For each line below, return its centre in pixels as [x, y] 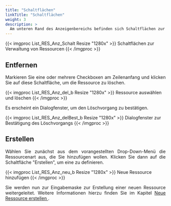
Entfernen [21, 65]
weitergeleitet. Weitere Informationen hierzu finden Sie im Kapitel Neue [85, 193]
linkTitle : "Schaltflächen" [35, 15]
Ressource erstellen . [27, 198]
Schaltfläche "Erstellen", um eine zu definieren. [55, 162]
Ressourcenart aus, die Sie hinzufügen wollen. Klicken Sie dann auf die [85, 157]
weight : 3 [16, 19]
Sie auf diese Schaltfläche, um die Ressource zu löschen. [65, 83]
